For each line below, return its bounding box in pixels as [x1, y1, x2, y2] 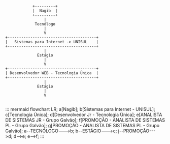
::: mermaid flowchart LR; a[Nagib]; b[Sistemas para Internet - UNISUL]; [5, 106, 156, 112]
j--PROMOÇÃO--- [118, 128, 156, 134]
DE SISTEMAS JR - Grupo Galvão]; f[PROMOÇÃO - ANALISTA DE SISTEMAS [5, 117, 165, 123]
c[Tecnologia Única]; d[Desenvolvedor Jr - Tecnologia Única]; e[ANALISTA [5, 111, 162, 118]
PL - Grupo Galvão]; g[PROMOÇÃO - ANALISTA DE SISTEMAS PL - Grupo [5, 123, 160, 128]
